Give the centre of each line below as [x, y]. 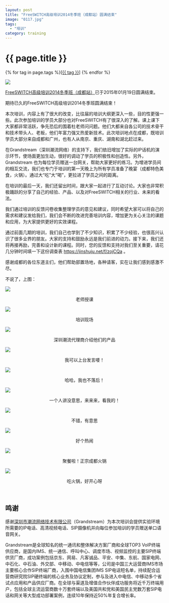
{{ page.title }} [36, 58]
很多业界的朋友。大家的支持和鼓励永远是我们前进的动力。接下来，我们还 [89, 238]
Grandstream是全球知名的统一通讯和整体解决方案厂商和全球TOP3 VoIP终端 [83, 545]
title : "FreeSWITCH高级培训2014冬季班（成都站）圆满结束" [61, 15]
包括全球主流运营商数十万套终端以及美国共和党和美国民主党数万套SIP [86, 589]
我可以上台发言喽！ [84, 360]
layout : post [19, 10]
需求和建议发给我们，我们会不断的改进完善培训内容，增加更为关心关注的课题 [84, 215]
